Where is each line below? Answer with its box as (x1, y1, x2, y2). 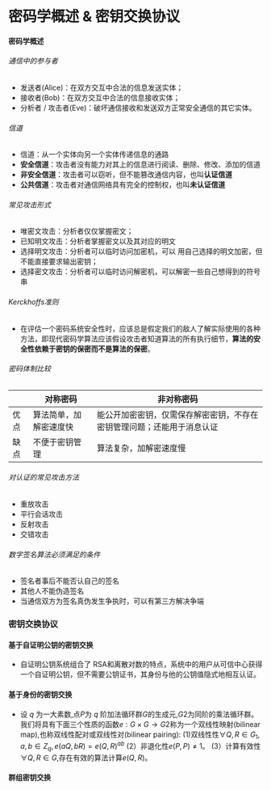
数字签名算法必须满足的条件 (8, 549, 101, 559)
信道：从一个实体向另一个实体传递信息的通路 (19, 150, 169, 159)
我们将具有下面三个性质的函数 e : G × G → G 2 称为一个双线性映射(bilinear (19, 719, 261, 729)
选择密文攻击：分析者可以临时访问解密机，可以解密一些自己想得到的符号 (19, 267, 261, 277)
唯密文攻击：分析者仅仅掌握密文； (19, 226, 134, 236)
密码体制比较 (8, 364, 51, 374)
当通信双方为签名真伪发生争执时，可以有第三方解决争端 (19, 596, 204, 606)
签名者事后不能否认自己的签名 (19, 576, 119, 586)
